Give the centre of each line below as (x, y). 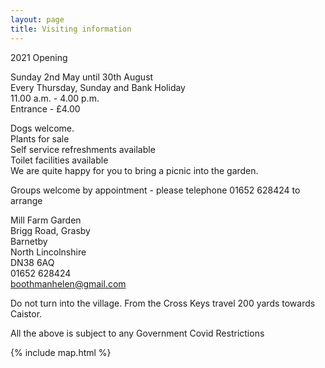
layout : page (37, 19)
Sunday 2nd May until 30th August (82, 77)
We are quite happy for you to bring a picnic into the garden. (134, 170)
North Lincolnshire (48, 252)
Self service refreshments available (83, 149)
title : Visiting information (71, 29)
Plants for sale (40, 138)
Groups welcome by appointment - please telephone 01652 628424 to (155, 190)
